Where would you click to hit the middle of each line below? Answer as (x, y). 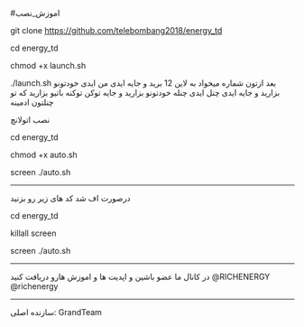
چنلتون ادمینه (32, 102)
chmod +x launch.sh (48, 65)
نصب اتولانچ (30, 120)
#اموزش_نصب (35, 13)
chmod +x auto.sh (44, 154)
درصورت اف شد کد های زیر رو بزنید (70, 198)
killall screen (33, 233)
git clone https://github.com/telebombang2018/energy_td (116, 30)
